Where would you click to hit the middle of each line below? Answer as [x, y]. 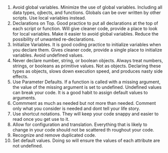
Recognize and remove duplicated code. [54, 135]
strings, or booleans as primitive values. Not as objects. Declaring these [87, 66]
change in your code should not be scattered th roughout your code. [83, 130]
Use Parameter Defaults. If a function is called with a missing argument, [86, 82]
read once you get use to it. [41, 119]
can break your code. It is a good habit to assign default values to [80, 93]
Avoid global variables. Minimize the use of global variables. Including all [87, 7]
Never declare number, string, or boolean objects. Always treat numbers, [88, 60]
